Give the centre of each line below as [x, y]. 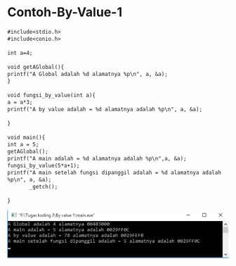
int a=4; [20, 53]
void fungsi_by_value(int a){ [52, 95]
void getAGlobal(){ [36, 67]
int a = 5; [23, 144]
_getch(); [44, 186]
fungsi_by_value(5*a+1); [44, 165]
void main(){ [26, 137]
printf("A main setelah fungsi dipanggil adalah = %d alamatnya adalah [114, 172]
